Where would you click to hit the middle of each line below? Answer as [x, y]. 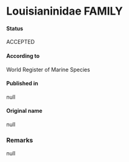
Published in [22, 83]
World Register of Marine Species [48, 69]
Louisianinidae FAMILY [64, 11]
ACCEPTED [21, 42]
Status [15, 28]
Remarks [20, 140]
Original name [24, 111]
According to [23, 55]
